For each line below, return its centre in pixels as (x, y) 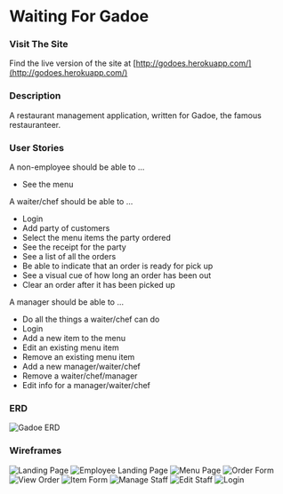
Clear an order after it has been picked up (98, 285)
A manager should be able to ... (67, 302)
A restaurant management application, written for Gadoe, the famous (136, 115)
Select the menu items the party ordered (97, 238)
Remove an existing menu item (78, 357)
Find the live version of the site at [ (73, 63)
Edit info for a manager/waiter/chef (86, 386)
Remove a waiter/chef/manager (80, 376)
